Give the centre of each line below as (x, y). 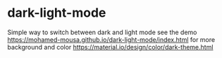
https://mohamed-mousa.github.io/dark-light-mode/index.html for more (111, 39)
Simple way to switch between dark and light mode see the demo (102, 32)
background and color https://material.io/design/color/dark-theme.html (110, 47)
